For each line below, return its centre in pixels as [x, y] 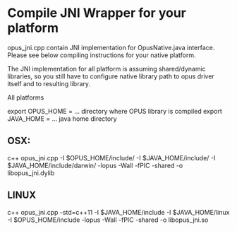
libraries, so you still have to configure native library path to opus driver [111, 76]
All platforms [26, 97]
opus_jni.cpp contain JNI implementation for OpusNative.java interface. [111, 47]
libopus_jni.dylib [31, 173]
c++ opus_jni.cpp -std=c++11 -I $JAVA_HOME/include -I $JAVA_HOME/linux [119, 212]
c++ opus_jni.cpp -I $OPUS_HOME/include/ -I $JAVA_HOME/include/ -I [111, 158]
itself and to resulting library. [49, 83]
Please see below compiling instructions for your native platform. [102, 55]
